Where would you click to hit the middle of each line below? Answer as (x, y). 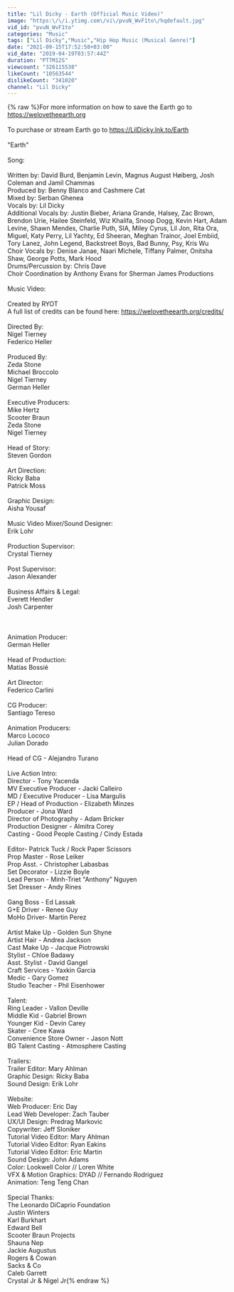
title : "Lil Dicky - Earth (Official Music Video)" (85, 14)
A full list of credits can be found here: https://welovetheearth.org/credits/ (116, 311)
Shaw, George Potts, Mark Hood (54, 259)
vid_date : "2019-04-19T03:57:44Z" (59, 54)
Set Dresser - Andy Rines (44, 887)
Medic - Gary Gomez (38, 978)
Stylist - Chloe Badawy (41, 955)
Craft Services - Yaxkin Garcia (52, 971)
